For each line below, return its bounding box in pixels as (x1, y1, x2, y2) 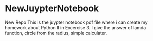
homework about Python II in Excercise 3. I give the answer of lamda (5, 24, 146, 30)
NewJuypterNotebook (5, 3, 99, 14)
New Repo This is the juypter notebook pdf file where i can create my (5, 19, 148, 25)
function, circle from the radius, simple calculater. (5, 30, 107, 36)
